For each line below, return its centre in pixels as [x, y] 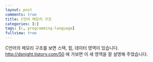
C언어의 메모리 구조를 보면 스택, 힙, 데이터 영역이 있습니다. [62, 48]
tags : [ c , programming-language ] [40, 28]
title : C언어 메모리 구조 [28, 19]
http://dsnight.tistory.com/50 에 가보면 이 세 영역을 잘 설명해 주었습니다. [77, 54]
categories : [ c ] [22, 24]
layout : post [19, 10]
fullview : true [21, 33]
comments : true [21, 14]
